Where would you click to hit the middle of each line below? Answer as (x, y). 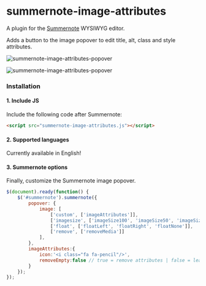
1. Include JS (23, 101)
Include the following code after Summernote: (64, 115)
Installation (24, 86)
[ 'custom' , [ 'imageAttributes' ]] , (94, 215)
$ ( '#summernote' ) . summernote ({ (57, 198)
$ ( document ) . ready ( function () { (48, 192)
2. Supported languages (38, 140)
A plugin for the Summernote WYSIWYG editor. (66, 28)
